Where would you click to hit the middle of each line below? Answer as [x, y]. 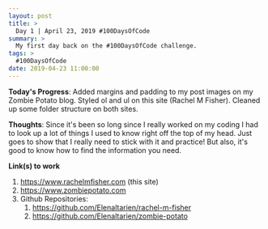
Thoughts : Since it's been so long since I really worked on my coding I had [134, 124]
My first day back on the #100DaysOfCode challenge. [106, 46]
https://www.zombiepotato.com [73, 190]
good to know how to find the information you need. [95, 150]
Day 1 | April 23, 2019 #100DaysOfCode [83, 31]
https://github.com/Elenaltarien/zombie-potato [110, 216]
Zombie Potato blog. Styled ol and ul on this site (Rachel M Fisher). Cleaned [134, 100]
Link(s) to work [34, 166]
